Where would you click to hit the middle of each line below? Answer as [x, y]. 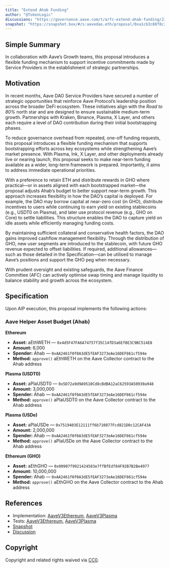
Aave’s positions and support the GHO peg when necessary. [68, 259]
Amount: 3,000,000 [33, 389]
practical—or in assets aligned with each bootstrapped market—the [76, 185]
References [24, 503]
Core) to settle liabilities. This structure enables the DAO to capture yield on [84, 217]
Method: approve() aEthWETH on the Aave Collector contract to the [83, 358]
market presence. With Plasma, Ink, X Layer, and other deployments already [84, 154]
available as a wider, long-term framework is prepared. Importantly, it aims [83, 165]
